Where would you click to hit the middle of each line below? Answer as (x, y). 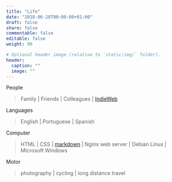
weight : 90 (19, 44)
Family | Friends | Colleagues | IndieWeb (69, 99)
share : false (22, 28)
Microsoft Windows (44, 150)
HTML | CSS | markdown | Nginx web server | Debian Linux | (93, 145)
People (15, 88)
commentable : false (30, 33)
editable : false (26, 39)
